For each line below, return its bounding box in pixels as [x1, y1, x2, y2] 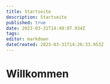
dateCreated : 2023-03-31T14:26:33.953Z [6, 42, 104, 48]
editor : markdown [6, 36, 49, 42]
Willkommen [6, 67, 69, 80]
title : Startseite [6, 8, 51, 15]
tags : [6, 31, 19, 37]
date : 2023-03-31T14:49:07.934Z [6, 25, 85, 31]
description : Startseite [6, 14, 67, 20]
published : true [6, 20, 46, 25]
